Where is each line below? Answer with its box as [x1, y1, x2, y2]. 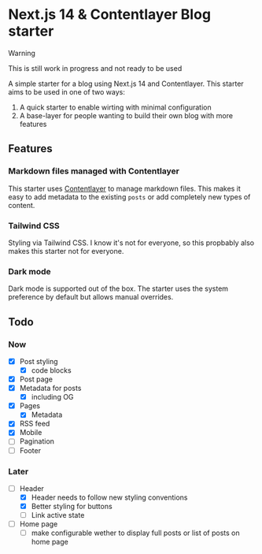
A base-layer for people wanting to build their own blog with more [19, 110, 234, 120]
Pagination [19, 437, 55, 446]
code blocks [31, 365, 72, 375]
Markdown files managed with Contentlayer [8, 165, 179, 177]
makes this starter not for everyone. [8, 246, 124, 255]
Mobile [19, 428, 42, 437]
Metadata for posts [19, 384, 82, 393]
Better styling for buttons [31, 502, 113, 511]
